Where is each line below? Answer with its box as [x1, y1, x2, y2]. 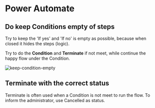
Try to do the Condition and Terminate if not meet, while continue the [5, 50, 146, 56]
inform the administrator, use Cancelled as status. [5, 97, 105, 103]
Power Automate [5, 3, 75, 14]
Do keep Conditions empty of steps [5, 23, 115, 31]
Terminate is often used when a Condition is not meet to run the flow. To [5, 92, 151, 98]
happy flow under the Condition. [5, 55, 70, 61]
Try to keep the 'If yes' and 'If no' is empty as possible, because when [5, 35, 147, 41]
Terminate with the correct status [5, 79, 110, 87]
